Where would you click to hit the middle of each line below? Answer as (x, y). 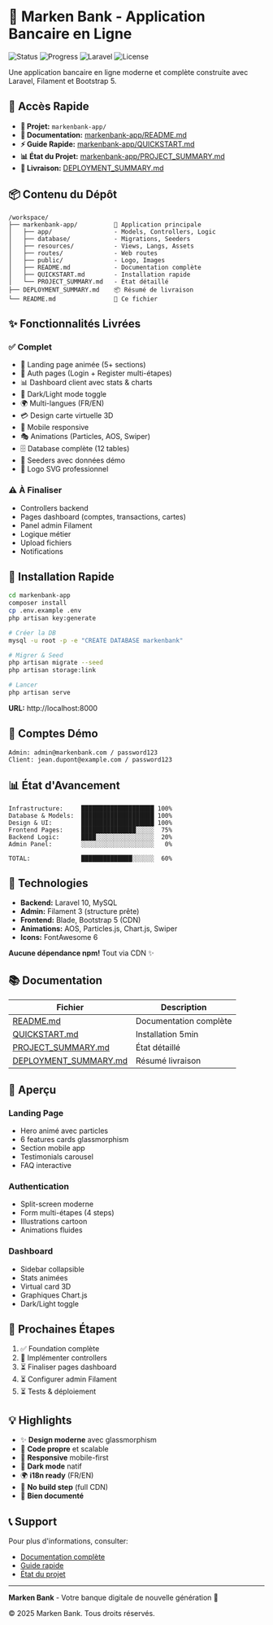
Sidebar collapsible (52, 1269)
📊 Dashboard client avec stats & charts (86, 383)
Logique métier (45, 534)
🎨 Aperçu (32, 1089)
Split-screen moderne (57, 1204)
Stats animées (44, 1277)
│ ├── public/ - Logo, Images (87, 260)
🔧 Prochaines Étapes (62, 1329)
